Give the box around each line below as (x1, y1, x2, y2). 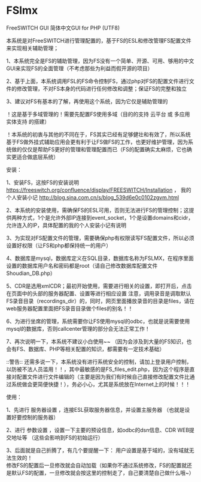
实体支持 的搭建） (6, 118, 50, 125)
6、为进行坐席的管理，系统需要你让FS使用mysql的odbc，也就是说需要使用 (6, 318, 190, 325)
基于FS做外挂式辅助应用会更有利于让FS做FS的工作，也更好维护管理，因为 (6, 138, 188, 145)
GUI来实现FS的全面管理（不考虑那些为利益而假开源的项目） (6, 64, 153, 72)
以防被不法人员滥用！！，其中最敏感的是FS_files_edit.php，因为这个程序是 (6, 366, 190, 373)
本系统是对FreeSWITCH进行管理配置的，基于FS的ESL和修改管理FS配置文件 (6, 37, 191, 44)
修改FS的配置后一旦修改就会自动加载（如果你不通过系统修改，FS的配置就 (6, 462, 187, 469)
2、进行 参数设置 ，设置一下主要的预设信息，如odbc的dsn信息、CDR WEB (6, 426, 190, 433)
